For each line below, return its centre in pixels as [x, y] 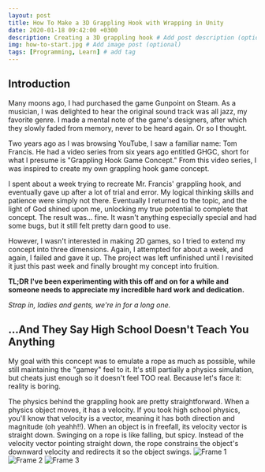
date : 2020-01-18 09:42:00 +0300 [63, 30]
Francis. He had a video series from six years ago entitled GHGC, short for [129, 151]
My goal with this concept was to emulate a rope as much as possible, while [132, 361]
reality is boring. [35, 386]
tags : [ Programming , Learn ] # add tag [72, 52]
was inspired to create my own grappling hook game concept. [109, 168]
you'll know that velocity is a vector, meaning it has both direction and [121, 418]
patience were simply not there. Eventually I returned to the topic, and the [128, 200]
